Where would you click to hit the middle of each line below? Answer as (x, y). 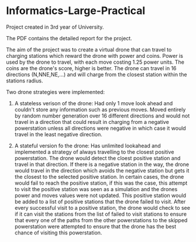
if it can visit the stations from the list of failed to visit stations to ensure (101, 214)
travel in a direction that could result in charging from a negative (92, 122)
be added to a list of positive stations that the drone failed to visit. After (100, 201)
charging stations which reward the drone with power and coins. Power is (94, 56)
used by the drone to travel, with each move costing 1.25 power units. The (95, 62)
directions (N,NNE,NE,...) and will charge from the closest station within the (97, 74)
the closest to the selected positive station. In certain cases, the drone (99, 177)
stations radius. (25, 81)
